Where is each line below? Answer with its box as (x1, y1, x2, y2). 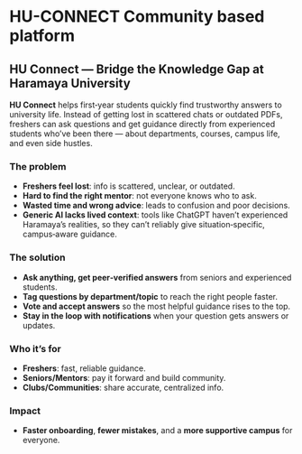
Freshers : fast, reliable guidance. (22, 363, 146, 374)
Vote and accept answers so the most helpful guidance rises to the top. (22, 301, 291, 311)
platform (9, 25, 75, 46)
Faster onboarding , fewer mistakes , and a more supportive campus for (22, 425, 293, 436)
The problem (9, 160, 67, 172)
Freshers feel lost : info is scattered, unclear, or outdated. (22, 181, 236, 191)
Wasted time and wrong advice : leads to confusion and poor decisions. (22, 200, 290, 211)
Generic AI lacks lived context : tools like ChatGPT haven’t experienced (22, 209, 288, 220)
